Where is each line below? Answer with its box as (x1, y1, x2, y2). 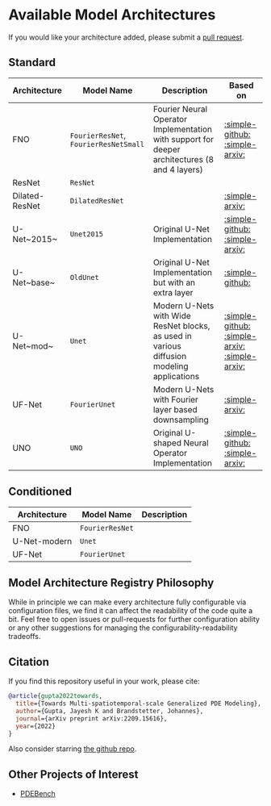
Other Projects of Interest (8, 767, 139, 781)
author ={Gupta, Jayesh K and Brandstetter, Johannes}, (15, 707, 204, 715)
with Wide (152, 310, 191, 321)
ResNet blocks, (152, 320, 211, 332)
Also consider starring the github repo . (8, 744, 137, 754)
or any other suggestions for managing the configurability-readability (8, 623, 238, 633)
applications (152, 370, 200, 382)
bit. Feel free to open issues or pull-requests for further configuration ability (8, 615, 261, 624)
